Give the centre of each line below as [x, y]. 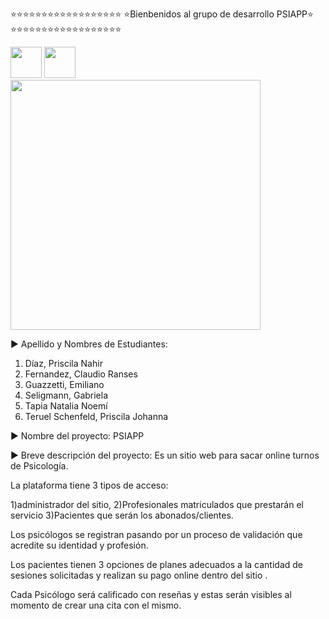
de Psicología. [39, 466]
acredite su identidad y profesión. [79, 545]
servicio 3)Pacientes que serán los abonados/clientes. [122, 515]
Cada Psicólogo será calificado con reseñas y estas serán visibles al [151, 594]
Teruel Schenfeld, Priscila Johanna [96, 416]
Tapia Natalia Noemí [66, 406]
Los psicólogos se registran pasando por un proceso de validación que [156, 534]
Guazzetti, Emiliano [64, 384]
